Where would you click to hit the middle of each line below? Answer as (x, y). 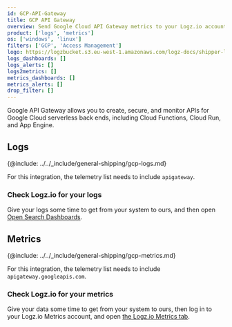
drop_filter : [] (30, 91)
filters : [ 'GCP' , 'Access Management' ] (65, 46)
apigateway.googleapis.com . (47, 277)
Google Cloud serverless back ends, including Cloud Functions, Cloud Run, (114, 118)
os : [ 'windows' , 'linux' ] (44, 39)
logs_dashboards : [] (37, 59)
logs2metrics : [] (32, 71)
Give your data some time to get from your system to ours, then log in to (110, 309)
